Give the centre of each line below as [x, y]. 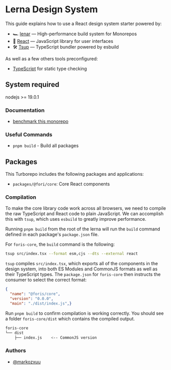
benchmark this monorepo [41, 122]
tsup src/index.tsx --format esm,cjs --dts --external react [72, 254]
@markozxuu [27, 362]
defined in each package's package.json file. [52, 235]
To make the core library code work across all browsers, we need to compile [86, 209]
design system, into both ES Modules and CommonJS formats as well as [81, 269]
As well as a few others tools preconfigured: [52, 59]
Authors [16, 351]
